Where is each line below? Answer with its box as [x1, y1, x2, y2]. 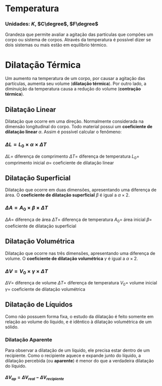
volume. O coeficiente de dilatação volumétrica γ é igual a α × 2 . [5, 255, 138, 261]
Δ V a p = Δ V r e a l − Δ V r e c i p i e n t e [5, 374, 64, 381]
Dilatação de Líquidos [5, 301, 73, 309]
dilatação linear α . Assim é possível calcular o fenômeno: [5, 129, 122, 135]
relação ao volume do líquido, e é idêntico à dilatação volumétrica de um [5, 319, 152, 325]
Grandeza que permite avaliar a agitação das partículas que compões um [5, 31, 154, 37]
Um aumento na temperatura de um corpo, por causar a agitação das [5, 76, 146, 82]
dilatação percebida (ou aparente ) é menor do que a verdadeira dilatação [5, 358, 154, 364]
